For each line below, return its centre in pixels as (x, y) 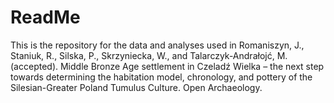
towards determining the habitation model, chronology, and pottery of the (161, 77)
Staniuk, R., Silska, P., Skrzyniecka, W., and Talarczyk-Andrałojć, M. (149, 55)
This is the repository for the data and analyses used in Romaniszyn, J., (157, 45)
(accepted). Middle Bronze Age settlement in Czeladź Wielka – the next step (167, 66)
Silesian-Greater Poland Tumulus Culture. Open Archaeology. (136, 87)
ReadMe (45, 17)
